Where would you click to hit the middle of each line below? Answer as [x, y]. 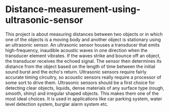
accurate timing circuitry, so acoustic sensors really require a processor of [83, 77]
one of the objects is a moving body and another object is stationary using [83, 40]
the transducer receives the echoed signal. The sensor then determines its [83, 61]
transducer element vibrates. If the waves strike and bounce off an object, [83, 55]
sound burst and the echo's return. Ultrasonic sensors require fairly [76, 71]
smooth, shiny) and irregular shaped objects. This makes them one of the [82, 93]
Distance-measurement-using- [73, 9]
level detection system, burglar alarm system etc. [57, 104]
